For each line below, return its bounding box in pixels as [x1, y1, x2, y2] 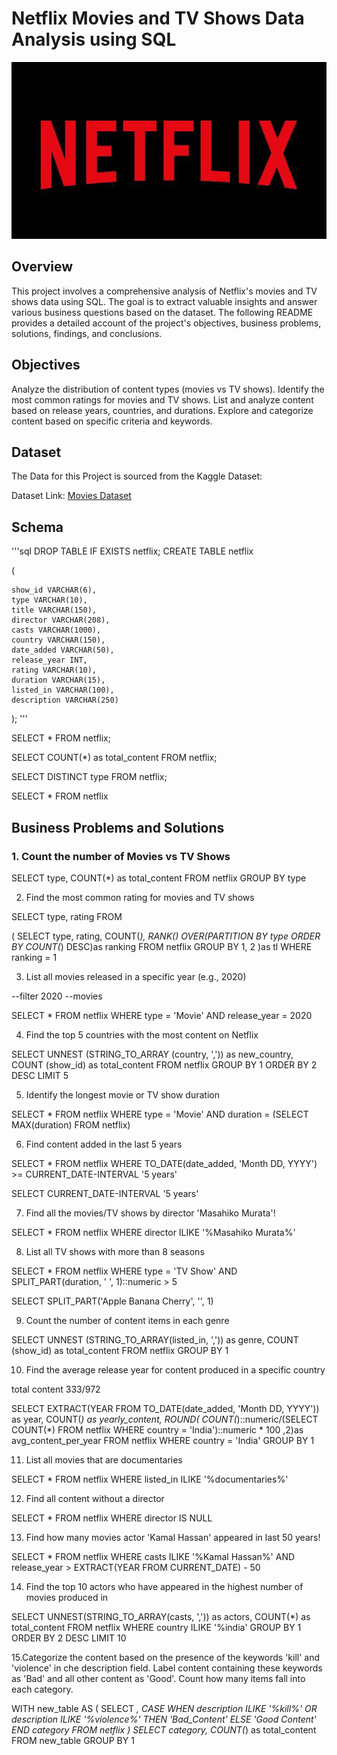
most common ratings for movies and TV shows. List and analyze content [11, 393, 314, 406]
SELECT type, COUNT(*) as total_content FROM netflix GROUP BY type [11, 872, 307, 884]
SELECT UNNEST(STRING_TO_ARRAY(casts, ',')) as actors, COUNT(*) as [11, 1610, 311, 1622]
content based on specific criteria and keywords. [11, 415, 213, 427]
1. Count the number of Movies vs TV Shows [11, 849, 231, 863]
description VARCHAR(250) [11, 695, 119, 706]
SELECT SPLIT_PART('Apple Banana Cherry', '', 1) [11, 1295, 214, 1307]
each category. [11, 1683, 74, 1695]
